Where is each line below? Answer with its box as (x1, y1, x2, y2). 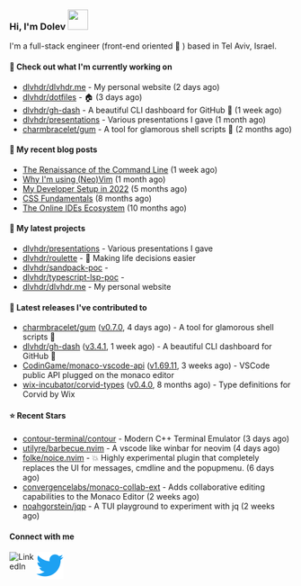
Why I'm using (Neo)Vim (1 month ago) (22, 174, 166, 185)
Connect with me (9, 531, 75, 542)
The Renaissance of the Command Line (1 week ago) (22, 164, 218, 175)
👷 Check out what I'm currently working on (9, 61, 173, 72)
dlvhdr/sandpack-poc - (22, 262, 109, 273)
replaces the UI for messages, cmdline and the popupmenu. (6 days (22, 463, 275, 473)
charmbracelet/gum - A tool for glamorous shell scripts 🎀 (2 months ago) (22, 123, 292, 134)
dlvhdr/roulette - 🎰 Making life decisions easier (22, 252, 196, 263)
